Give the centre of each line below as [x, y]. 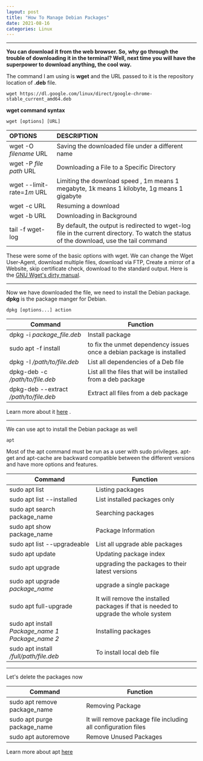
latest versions [117, 571]
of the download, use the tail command [112, 241]
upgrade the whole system [134, 614]
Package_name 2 [34, 639]
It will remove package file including [137, 720]
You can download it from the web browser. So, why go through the [92, 52]
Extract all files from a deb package [138, 393]
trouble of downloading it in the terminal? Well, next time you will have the [101, 58]
